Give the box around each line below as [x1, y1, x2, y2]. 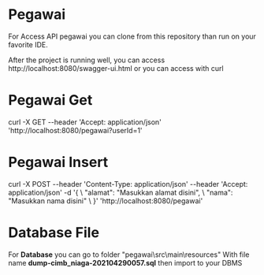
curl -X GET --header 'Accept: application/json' [8, 117, 162, 127]
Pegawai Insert [8, 154, 109, 171]
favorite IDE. [8, 39, 49, 49]
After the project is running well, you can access [8, 55, 165, 65]
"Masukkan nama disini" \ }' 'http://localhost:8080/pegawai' [8, 195, 203, 206]
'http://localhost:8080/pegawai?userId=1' [8, 125, 143, 135]
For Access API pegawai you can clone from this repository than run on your [8, 32, 256, 41]
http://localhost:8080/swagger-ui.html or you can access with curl [8, 63, 224, 72]
